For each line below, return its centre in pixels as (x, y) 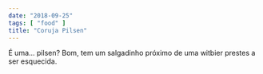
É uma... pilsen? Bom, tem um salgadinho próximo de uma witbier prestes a (132, 53)
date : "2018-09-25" (41, 16)
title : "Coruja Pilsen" (48, 30)
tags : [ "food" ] (37, 23)
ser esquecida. (33, 61)
